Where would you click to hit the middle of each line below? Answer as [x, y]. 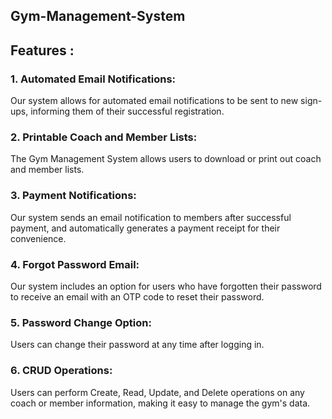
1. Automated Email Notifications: [93, 79]
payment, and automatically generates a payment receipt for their [145, 228]
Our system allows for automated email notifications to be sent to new [154, 101]
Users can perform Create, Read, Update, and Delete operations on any [157, 392]
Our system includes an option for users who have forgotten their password [166, 286]
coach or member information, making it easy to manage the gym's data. [160, 403]
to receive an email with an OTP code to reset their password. [137, 296]
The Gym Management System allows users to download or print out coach [166, 159]
